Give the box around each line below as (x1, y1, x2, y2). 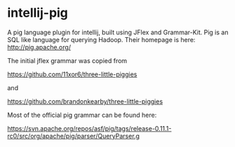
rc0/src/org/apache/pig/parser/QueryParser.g (7, 132, 140, 140)
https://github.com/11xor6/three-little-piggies (7, 70, 137, 78)
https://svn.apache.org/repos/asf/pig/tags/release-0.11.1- (7, 124, 172, 132)
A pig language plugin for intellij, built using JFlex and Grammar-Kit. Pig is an (7, 28, 229, 36)
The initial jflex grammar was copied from (7, 56, 128, 64)
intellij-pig (7, 5, 69, 21)
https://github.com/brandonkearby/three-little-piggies (7, 97, 163, 106)
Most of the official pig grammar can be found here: (7, 111, 157, 119)
